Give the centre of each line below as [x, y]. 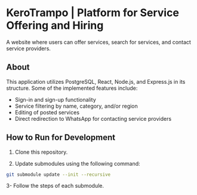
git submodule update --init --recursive [59, 174]
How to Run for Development [61, 138]
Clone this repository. [41, 152]
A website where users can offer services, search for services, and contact [98, 42]
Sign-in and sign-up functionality [56, 99]
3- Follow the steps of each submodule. [55, 186]
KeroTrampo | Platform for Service [93, 13]
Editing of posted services [47, 112]
